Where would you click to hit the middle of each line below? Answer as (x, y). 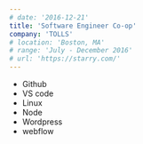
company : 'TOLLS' (41, 34)
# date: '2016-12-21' (49, 17)
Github (34, 84)
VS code (38, 93)
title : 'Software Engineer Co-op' (73, 26)
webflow (38, 131)
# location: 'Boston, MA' (57, 42)
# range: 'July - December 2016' (71, 51)
